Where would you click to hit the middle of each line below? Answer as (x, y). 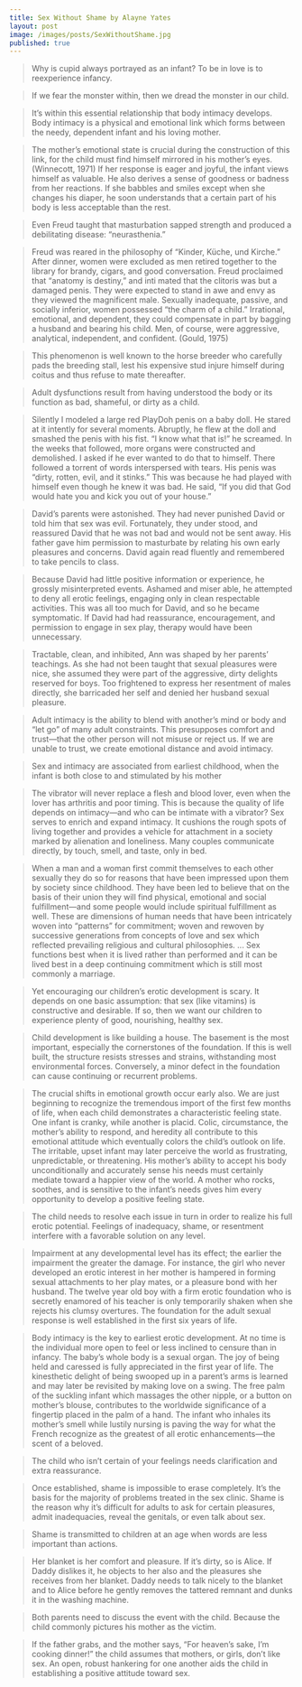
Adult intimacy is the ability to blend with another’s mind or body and (159, 720)
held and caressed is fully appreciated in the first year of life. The (152, 1367)
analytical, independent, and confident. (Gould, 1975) (130, 339)
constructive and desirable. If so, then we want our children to (147, 1011)
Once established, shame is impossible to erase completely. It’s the (156, 1488)
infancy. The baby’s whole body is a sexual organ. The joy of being (155, 1357)
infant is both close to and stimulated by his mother (127, 776)
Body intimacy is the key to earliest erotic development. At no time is (159, 1338)
